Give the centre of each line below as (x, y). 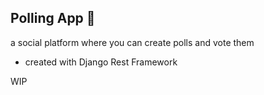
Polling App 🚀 (53, 18)
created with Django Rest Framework (101, 62)
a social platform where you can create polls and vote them (132, 42)
